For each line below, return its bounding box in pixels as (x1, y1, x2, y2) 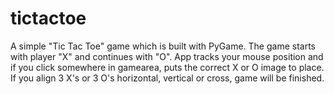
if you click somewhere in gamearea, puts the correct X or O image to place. (10, 61, 325, 73)
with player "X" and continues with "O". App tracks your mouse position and (10, 50, 324, 62)
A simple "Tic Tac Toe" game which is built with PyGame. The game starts (10, 40, 316, 52)
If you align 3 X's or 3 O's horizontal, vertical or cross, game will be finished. (10, 72, 325, 84)
